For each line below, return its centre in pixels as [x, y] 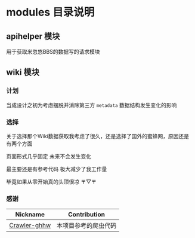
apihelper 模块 [33, 36]
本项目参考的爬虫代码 [86, 226]
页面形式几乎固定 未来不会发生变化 [49, 156]
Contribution [87, 215]
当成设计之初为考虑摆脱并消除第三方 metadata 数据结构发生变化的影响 [92, 105]
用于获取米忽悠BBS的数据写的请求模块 [53, 52]
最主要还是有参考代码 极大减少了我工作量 [57, 169]
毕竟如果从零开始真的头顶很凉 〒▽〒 [52, 181]
